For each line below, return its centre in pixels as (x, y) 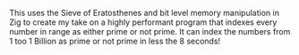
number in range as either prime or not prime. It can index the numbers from (150, 31)
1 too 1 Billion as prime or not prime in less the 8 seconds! (115, 41)
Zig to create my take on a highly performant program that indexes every (143, 22)
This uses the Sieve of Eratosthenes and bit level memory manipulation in (145, 13)
